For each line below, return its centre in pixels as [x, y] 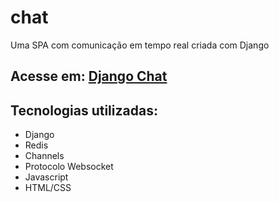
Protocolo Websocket [69, 167]
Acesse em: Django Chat [89, 76]
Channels [44, 156]
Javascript [46, 177]
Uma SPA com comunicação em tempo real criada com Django [140, 45]
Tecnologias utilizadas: [84, 110]
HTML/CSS [48, 188]
